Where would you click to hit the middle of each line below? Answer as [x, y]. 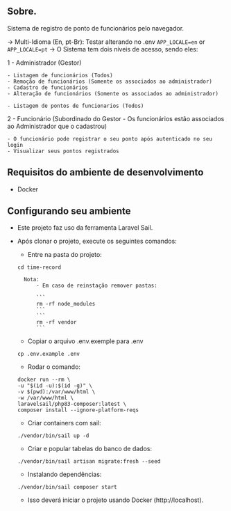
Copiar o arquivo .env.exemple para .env [85, 341]
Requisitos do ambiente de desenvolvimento [105, 172]
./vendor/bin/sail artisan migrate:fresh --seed [89, 462]
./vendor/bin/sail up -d [53, 436]
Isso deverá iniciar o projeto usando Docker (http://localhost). [115, 500]
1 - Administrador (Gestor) [44, 63]
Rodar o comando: [54, 367]
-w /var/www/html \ [45, 398]
